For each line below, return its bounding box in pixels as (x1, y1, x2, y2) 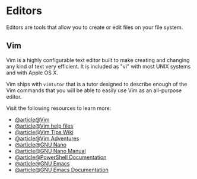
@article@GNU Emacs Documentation (14, 166, 109, 173)
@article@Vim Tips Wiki (14, 128, 74, 135)
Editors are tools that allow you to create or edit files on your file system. (6, 24, 183, 31)
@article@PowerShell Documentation (14, 154, 107, 161)
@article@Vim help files (14, 122, 74, 129)
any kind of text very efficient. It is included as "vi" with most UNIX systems (6, 63, 191, 70)
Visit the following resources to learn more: (6, 105, 112, 112)
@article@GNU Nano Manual (14, 147, 86, 154)
